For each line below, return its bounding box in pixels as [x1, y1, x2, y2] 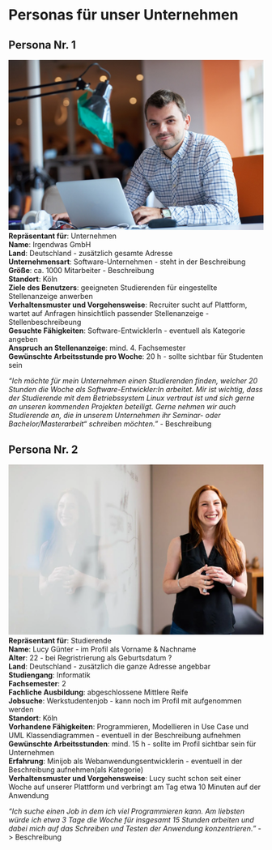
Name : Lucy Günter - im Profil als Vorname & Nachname [8, 644, 197, 654]
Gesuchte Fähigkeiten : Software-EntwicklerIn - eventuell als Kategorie [8, 326, 245, 335]
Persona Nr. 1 [8, 38, 77, 52]
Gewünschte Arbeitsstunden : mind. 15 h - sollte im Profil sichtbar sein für [8, 739, 257, 749]
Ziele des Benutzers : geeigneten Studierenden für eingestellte [8, 283, 218, 293]
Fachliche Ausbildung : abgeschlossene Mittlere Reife [8, 687, 189, 697]
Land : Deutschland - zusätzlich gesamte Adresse [8, 249, 173, 258]
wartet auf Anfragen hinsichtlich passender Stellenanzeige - [8, 309, 209, 318]
